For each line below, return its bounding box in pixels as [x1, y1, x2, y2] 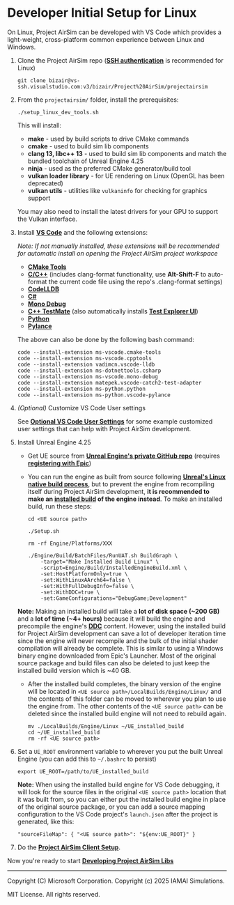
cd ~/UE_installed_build [27, 729, 100, 736]
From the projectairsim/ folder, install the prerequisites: [17, 95, 179, 104]
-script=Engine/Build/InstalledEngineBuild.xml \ [40, 564, 187, 571]
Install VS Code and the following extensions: [17, 228, 148, 236]
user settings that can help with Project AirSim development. [17, 424, 192, 433]
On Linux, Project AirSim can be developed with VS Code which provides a [7, 28, 221, 36]
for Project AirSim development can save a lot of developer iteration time [17, 629, 226, 637]
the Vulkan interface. [17, 215, 78, 223]
